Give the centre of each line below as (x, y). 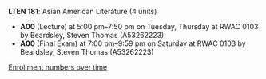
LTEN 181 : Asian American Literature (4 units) (83, 11)
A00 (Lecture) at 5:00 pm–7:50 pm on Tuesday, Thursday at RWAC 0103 (139, 26)
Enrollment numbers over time (58, 67)
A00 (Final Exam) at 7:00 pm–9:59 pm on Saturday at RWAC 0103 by (133, 43)
